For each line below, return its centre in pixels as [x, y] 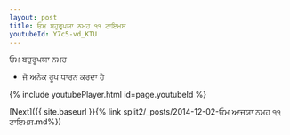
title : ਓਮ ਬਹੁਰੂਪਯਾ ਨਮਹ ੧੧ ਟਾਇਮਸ [68, 26]
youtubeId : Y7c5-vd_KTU [53, 34]
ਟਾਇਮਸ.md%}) [36, 122]
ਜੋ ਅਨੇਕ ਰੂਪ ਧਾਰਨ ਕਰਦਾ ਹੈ [63, 77]
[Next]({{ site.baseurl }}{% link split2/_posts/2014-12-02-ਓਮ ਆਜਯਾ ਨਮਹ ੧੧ [145, 112]
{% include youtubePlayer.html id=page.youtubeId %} [108, 95]
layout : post [33, 17]
